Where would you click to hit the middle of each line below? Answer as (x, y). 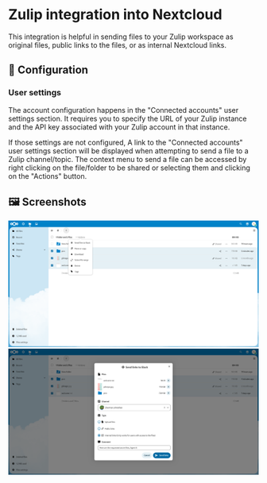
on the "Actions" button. (48, 176)
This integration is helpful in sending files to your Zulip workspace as (121, 37)
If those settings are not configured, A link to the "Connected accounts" (126, 142)
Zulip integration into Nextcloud (115, 15)
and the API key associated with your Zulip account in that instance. (119, 127)
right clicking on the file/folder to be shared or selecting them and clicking (129, 168)
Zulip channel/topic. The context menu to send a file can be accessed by (128, 159)
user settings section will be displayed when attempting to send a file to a (128, 151)
